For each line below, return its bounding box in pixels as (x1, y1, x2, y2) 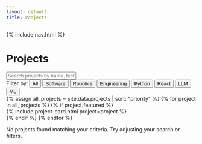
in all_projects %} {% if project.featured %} (6, 101, 113, 109)
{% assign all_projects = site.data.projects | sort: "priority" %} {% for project (6, 95, 196, 103)
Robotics (72, 80, 93, 87)
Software (45, 80, 66, 87)
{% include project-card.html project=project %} (6, 108, 127, 115)
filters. (6, 133, 22, 140)
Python (134, 80, 150, 87)
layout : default (6, 8, 47, 15)
